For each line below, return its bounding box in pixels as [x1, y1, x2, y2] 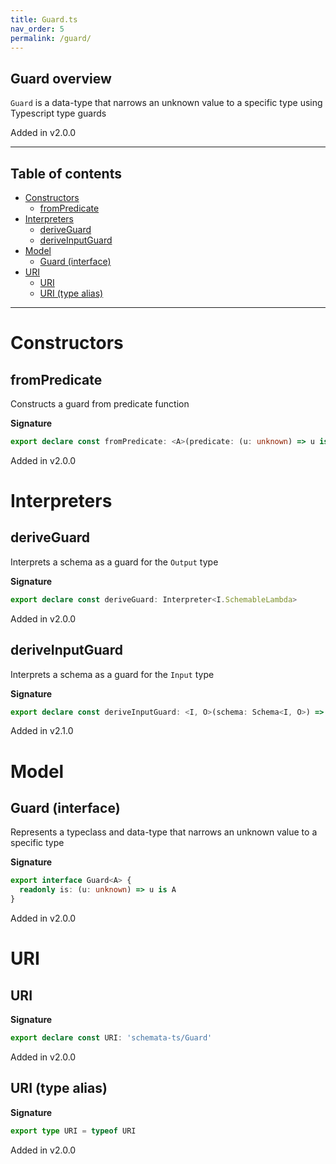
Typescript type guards [10, 107, 107, 120]
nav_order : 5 [10, 24, 65, 34]
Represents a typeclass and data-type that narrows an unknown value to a [10, 826, 318, 838]
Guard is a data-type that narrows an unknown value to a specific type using [10, 97, 323, 109]
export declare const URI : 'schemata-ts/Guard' [10, 1033, 213, 1043]
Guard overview [10, 70, 112, 87]
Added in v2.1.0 [10, 725, 74, 737]
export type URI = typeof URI [10, 1126, 137, 1136]
